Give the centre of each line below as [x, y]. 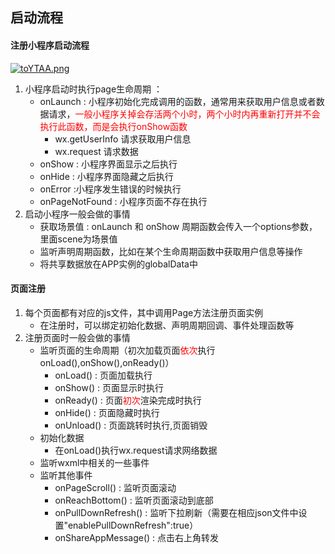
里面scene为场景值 [78, 239]
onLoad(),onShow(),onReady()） [107, 362]
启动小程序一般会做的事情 [77, 214]
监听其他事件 [66, 475]
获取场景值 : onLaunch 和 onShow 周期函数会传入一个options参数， [178, 226]
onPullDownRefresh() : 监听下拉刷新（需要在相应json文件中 [176, 512]
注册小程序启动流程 [50, 45]
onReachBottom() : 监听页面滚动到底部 [134, 500]
